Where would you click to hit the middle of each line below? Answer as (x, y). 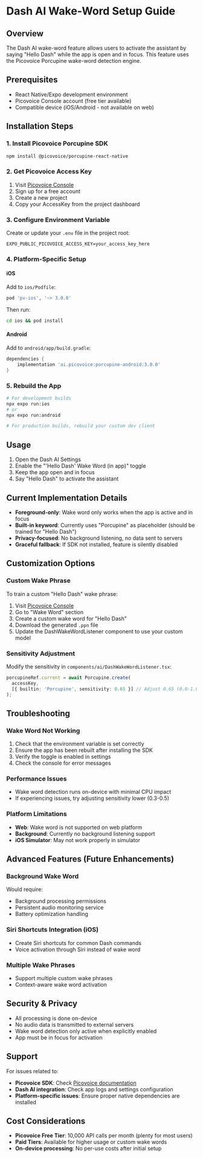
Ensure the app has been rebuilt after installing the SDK (84, 750)
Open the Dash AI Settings (48, 460)
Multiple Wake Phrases (41, 965)
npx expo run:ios (28, 404)
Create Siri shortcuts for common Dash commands (78, 943)
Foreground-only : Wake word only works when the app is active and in (104, 512)
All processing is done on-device (56, 1018)
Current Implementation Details (67, 498)
